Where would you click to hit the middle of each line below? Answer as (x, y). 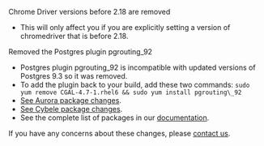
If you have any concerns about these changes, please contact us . (119, 133)
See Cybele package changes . (71, 109)
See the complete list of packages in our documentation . (115, 118)
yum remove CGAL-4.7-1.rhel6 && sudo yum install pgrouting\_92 (131, 92)
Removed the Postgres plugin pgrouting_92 (80, 52)
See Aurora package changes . (70, 100)
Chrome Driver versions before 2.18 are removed (89, 12)
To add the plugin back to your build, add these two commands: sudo (135, 85)
